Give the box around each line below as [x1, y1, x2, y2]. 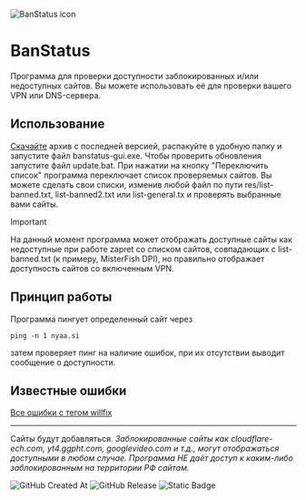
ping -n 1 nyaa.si [10, 331, 80, 341]
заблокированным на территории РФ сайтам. [10, 463, 190, 474]
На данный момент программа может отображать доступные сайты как [10, 233, 293, 245]
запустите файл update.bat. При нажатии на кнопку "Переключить [10, 159, 269, 170]
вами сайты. [10, 199, 59, 209]
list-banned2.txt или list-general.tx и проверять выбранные [54, 189, 281, 199]
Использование [10, 117, 105, 132]
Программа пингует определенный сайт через [10, 313, 193, 324]
